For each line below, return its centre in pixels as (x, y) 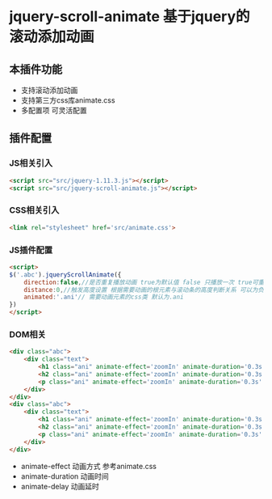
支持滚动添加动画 (49, 90)
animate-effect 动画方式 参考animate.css (88, 466)
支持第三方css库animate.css (68, 100)
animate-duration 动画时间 (65, 476)
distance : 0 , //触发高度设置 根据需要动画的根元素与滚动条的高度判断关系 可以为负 (144, 290)
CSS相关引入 (34, 210)
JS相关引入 (31, 163)
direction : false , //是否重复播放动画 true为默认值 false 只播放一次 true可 (141, 282)
